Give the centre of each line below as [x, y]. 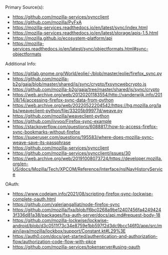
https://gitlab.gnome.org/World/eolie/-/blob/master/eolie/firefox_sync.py [87, 73]
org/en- [20, 164]
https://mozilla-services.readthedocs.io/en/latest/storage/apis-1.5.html [85, 33]
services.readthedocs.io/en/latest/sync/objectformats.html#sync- [80, 49]
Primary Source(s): [24, 7]
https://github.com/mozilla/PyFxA [47, 22]
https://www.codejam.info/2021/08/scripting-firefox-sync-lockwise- [83, 194]
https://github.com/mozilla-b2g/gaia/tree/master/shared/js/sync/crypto [86, 89]
